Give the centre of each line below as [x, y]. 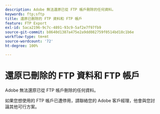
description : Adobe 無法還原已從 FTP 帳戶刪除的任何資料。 [60, 9]
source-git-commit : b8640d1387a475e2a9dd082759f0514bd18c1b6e [70, 32]
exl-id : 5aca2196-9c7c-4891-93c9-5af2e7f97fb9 [53, 28]
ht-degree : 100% [21, 46]
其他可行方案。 [24, 106]
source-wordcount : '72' [29, 41]
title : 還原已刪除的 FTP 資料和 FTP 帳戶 [44, 19]
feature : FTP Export [26, 23]
